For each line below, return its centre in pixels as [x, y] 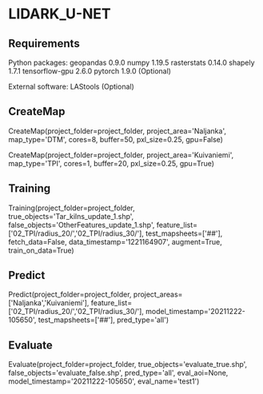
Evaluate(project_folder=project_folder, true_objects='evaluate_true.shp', [128, 364]
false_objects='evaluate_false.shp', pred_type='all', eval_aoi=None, [118, 373]
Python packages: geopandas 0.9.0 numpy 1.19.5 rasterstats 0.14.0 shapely [131, 62]
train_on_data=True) [41, 250]
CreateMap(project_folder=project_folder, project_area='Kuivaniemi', [121, 155]
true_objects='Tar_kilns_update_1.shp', [71, 216]
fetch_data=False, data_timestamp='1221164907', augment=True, [115, 241]
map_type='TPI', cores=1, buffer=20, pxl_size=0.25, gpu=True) [111, 163]
